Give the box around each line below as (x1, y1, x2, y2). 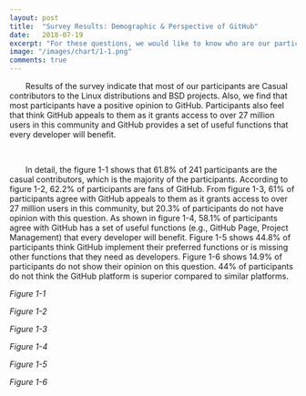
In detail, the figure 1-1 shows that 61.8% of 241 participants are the (25, 165, 278, 175)
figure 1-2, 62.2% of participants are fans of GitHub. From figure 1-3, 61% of (9, 184, 295, 194)
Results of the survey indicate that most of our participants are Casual (25, 81, 289, 91)
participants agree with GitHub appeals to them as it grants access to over (9, 193, 289, 204)
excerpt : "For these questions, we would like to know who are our (9, 38, 271, 48)
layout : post (9, 13, 59, 23)
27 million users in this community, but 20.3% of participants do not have (9, 203, 284, 214)
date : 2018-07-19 (9, 30, 84, 39)
